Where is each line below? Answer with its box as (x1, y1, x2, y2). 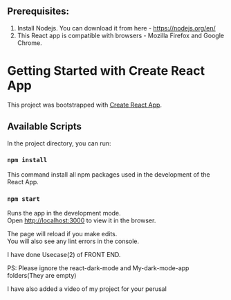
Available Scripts (7, 121, 82, 132)
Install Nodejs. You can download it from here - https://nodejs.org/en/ (17, 24, 216, 32)
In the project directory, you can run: (7, 139, 111, 148)
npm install (7, 156, 48, 164)
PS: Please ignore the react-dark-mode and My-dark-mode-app (7, 264, 190, 272)
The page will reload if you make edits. (7, 230, 118, 238)
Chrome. (17, 38, 43, 47)
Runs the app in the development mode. (7, 209, 121, 218)
